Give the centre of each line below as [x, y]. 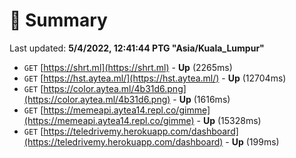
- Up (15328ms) [229, 120]
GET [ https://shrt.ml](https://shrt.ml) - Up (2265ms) [128, 67]
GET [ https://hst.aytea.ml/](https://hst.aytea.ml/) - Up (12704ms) [155, 78]
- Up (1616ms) [201, 99]
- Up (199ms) [252, 141]
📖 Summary [58, 20]
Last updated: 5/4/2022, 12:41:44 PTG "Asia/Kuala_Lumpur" [137, 48]
